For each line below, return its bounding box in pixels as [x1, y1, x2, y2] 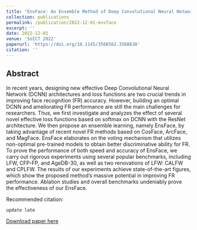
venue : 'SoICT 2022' [6, 36, 57, 42]
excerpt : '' [6, 25, 35, 31]
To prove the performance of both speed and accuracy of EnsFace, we [6, 146, 178, 154]
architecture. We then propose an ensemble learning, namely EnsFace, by [6, 122, 185, 129]
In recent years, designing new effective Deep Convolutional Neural [6, 84, 169, 91]
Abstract [6, 69, 39, 79]
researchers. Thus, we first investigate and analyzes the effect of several [6, 109, 182, 116]
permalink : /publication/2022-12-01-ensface [6, 19, 117, 25]
